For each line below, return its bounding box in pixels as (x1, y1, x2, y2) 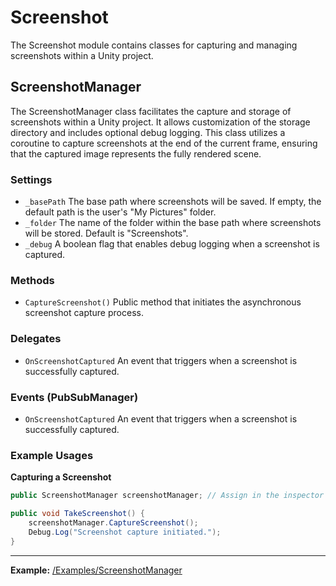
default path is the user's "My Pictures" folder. (24, 206, 217, 218)
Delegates (10, 332, 62, 346)
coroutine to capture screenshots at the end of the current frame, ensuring (10, 137, 318, 149)
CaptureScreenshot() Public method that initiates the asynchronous (24, 296, 302, 308)
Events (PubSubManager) (10, 390, 139, 404)
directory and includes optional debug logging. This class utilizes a (10, 126, 286, 138)
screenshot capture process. (24, 307, 144, 319)
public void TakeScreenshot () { (10, 509, 145, 519)
